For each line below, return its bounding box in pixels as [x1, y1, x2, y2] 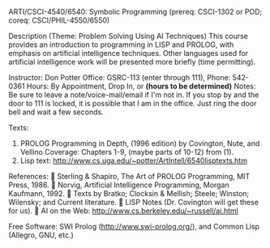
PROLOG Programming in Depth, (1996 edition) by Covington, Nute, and [19, 139, 260, 148]
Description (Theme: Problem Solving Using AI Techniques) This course [8, 32, 249, 41]
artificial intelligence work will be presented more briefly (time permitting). [8, 57, 256, 66]
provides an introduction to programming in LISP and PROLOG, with [8, 40, 234, 49]
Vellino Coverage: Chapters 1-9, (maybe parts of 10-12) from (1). [19, 148, 234, 156]
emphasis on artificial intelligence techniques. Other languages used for [8, 49, 249, 58]
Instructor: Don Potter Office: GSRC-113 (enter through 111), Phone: [8, 73, 231, 82]
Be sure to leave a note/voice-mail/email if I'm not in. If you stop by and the [8, 90, 259, 100]
